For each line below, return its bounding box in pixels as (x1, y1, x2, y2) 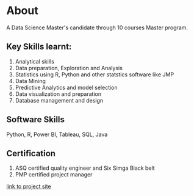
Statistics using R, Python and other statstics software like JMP (15, 71, 174, 78)
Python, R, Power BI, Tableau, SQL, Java (6, 131, 108, 138)
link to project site (6, 183, 51, 190)
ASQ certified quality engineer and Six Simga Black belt (15, 164, 155, 172)
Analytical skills (15, 57, 55, 65)
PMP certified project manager (15, 171, 93, 178)
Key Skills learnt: (6, 42, 72, 52)
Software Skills (6, 114, 65, 125)
